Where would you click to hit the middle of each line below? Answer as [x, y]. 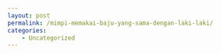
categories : [27, 30]
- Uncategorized [49, 38]
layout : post [29, 15]
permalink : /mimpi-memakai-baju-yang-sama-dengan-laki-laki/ [110, 23]
